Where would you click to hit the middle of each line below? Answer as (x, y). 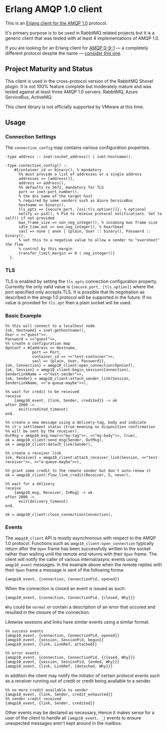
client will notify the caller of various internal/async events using (71, 560)
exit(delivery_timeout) (43, 502)
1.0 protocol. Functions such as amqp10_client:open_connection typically (79, 543)
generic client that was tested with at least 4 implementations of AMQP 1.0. (82, 38)
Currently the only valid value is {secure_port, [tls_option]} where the (79, 286)
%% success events (24, 631)
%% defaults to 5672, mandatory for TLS (61, 188)
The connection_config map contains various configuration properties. (78, 148)
